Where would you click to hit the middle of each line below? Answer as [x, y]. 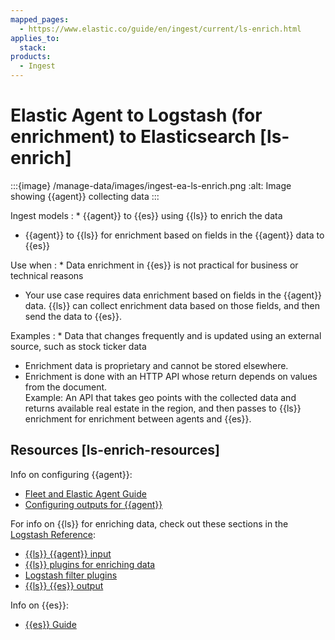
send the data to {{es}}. [73, 316]
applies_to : [35, 38]
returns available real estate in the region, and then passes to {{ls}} [163, 408]
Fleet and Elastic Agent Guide [85, 493]
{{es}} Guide [50, 624]
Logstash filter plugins [71, 575]
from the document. [66, 387]
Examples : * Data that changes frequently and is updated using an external [166, 335]
